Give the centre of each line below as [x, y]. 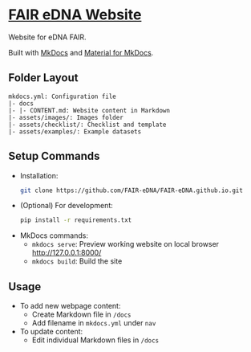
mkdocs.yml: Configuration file [62, 96]
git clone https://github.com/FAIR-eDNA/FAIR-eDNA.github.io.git [131, 190]
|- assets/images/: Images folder [66, 117]
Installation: [39, 175]
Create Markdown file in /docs [81, 314]
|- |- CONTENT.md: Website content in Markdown [89, 110]
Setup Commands [54, 156]
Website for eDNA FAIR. [47, 37]
